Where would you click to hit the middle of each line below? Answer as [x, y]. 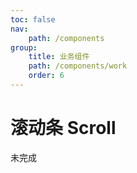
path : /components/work [78, 66]
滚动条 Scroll [63, 128]
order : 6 [46, 76]
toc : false [33, 19]
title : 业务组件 [59, 57]
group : [24, 47]
